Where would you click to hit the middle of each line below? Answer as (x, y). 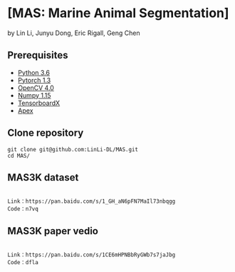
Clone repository (46, 133)
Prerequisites (38, 55)
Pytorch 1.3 (34, 80)
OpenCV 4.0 (36, 88)
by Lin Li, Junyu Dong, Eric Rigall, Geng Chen (74, 33)
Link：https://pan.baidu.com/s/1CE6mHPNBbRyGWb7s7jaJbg (92, 255)
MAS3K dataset (43, 177)
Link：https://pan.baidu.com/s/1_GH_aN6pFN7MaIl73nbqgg (92, 201)
